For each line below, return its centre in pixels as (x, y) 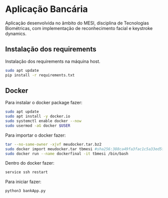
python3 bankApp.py (25, 191)
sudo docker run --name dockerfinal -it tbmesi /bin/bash (67, 154)
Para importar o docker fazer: (35, 135)
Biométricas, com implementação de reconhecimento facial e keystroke (79, 28)
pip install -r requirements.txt (40, 75)
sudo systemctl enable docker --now (43, 121)
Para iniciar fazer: (23, 182)
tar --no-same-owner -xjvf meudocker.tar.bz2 (53, 144)
